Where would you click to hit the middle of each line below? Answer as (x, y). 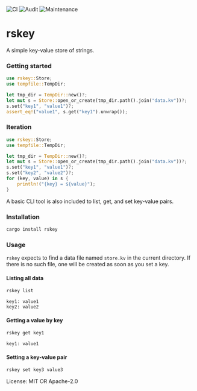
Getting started (29, 66)
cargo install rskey (32, 229)
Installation (23, 217)
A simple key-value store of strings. (50, 50)
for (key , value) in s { (37, 179)
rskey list (20, 291)
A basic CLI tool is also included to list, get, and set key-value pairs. (90, 201)
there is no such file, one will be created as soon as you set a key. (88, 264)
